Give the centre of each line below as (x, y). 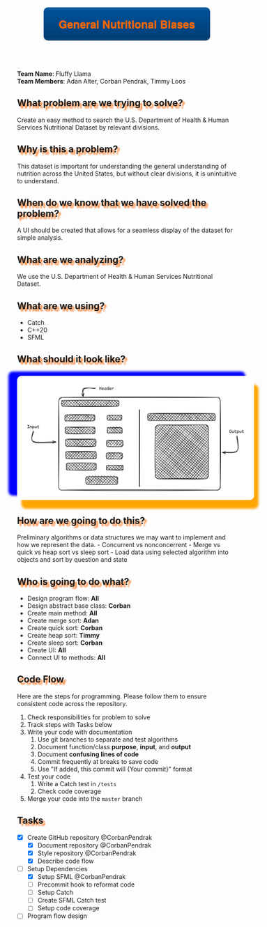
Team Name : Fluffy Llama (54, 74)
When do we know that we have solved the (112, 203)
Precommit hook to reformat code (86, 884)
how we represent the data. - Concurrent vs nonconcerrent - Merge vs (119, 545)
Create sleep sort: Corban (64, 643)
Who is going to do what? (73, 582)
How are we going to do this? (81, 520)
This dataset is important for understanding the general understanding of (122, 166)
